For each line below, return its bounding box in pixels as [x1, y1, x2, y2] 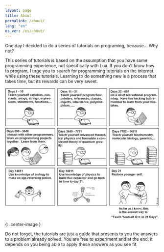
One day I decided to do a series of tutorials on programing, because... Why [5, 43, 158, 49]
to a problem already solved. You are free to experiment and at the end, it [5, 236, 153, 242]
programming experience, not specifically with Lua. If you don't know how [5, 63, 155, 69]
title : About [5, 13, 32, 18]
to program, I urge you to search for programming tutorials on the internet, [5, 68, 155, 74]
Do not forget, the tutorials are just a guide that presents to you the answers [5, 231, 158, 237]
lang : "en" [5, 24, 27, 28]
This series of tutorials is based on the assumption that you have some [5, 57, 148, 63]
